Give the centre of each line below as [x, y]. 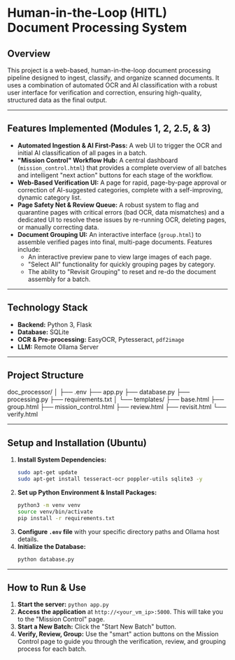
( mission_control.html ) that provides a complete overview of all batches [122, 167]
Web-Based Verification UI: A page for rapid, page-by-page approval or [122, 182]
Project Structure [45, 375]
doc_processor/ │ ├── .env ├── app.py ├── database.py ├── [99, 392]
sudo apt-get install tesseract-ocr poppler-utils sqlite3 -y [110, 479]
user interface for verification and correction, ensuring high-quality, [105, 93]
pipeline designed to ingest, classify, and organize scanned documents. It [113, 78]
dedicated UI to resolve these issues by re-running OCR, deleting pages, [122, 220]
